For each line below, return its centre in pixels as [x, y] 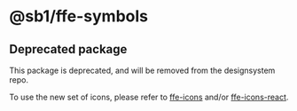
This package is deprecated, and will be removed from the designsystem [142, 70]
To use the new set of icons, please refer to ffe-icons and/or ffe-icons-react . [149, 97]
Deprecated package [68, 49]
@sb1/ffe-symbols [79, 16]
